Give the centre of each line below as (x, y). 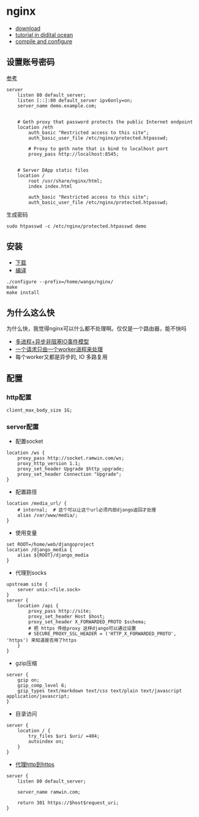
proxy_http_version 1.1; (49, 464)
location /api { (38, 606)
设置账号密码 (31, 62)
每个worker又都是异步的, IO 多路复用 (62, 357)
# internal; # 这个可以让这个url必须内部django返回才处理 (87, 510)
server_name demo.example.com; (57, 105)
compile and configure (43, 41)
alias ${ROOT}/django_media (53, 555)
